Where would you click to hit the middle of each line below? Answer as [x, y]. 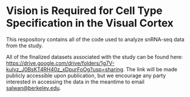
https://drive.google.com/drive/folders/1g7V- [60, 63]
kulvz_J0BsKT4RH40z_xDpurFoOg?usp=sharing [65, 69]
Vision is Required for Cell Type [84, 11]
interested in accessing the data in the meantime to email [75, 82]
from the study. [24, 46]
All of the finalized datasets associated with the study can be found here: [95, 57]
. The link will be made [150, 69]
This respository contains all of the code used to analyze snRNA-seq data [95, 39]
